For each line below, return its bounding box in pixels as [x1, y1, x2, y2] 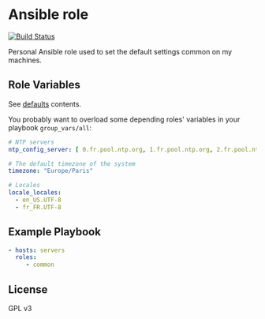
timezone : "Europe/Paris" [8, 167, 93, 175]
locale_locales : [8, 189, 62, 197]
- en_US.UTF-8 [15, 196, 62, 204]
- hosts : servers [8, 246, 65, 254]
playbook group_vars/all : [8, 122, 92, 132]
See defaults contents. [8, 99, 81, 108]
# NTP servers [8, 138, 55, 146]
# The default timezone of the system [8, 159, 136, 167]
